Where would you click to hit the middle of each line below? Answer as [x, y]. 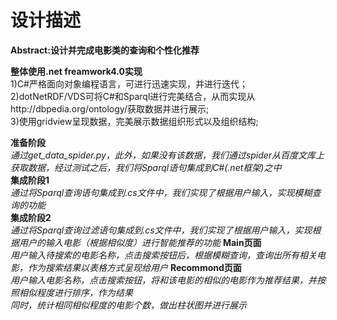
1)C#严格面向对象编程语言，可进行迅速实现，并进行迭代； [129, 83]
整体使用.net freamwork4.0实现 [76, 71]
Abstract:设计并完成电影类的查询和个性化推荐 [105, 50]
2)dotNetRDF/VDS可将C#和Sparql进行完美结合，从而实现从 [133, 96]
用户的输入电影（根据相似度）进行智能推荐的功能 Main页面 [140, 242]
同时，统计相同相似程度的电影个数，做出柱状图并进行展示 [128, 305]
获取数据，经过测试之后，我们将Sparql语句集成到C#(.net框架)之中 [146, 167]
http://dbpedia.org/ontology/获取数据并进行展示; [110, 108]
